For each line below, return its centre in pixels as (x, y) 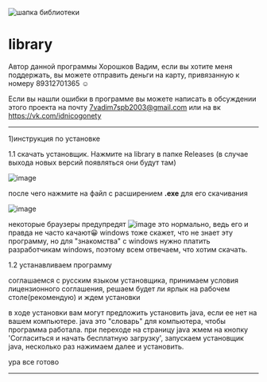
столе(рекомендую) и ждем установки (74, 297)
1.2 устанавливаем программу (60, 265)
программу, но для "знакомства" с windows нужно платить (109, 241)
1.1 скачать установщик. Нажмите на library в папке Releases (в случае (128, 154)
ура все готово (34, 361)
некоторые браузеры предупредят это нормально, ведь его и (128, 224)
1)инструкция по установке (54, 138)
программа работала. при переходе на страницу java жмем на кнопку (128, 329)
